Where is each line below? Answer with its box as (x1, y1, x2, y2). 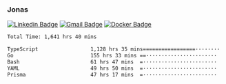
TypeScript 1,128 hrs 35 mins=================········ (7, 46, 220, 53)
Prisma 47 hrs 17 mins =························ (7, 71, 217, 78)
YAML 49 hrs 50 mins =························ (7, 65, 217, 72)
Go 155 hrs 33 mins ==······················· (7, 53, 217, 59)
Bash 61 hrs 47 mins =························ (7, 58, 217, 66)
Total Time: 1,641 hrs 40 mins (7, 33, 97, 40)
